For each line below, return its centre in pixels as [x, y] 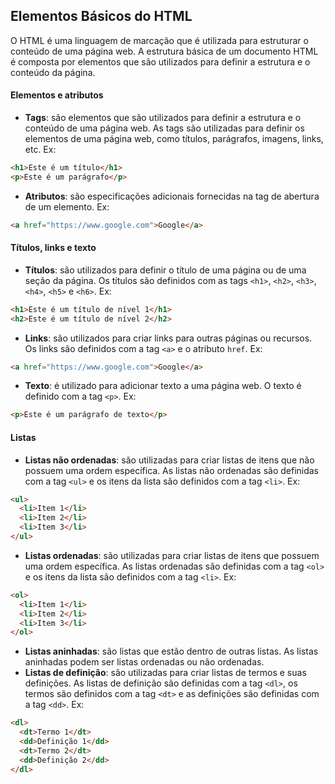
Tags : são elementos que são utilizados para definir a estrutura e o [163, 118]
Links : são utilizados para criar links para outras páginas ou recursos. [168, 338]
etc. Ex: [40, 150]
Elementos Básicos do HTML [101, 16]
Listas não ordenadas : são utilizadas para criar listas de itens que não [169, 460]
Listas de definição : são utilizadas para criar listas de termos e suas [165, 673]
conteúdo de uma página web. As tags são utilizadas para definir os [164, 128]
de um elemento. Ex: [67, 206]
